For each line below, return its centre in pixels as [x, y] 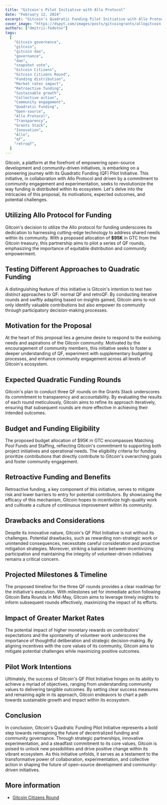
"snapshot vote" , [32, 65]
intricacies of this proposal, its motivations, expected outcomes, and [75, 194]
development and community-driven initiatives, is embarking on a [72, 168]
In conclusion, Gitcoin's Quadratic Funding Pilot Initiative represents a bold [81, 727]
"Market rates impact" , [39, 84]
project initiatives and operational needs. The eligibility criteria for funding [81, 451]
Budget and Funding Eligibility [53, 428]
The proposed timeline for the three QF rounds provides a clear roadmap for [83, 587]
